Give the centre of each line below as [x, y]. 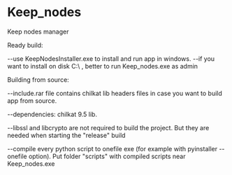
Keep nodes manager [38, 31]
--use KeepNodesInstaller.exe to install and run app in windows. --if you [111, 58]
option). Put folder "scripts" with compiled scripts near [107, 156]
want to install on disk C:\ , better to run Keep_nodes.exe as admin [102, 66]
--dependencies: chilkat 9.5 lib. [52, 114]
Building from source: [38, 79]
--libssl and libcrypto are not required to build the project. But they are [108, 127]
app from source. [32, 100]
